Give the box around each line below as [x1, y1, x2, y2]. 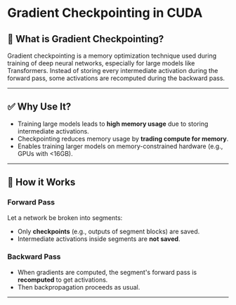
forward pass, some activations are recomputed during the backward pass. [7, 74, 225, 82]
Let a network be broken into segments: [7, 213, 123, 222]
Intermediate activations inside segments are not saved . [17, 234, 181, 243]
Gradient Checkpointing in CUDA [7, 5, 203, 21]
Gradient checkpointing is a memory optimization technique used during [7, 51, 216, 60]
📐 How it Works [7, 176, 76, 188]
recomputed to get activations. [17, 275, 108, 284]
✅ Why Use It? [7, 100, 72, 113]
